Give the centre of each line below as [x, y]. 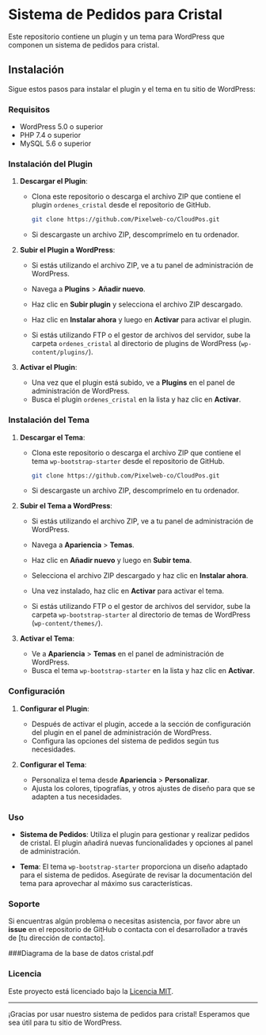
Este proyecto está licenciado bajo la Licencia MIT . [91, 991]
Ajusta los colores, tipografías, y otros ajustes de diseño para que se [143, 788]
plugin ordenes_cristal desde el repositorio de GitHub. [121, 205]
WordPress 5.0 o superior [61, 127]
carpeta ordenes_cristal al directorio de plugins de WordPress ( [136, 344]
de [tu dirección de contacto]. [57, 938]
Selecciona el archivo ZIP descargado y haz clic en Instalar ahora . [140, 576]
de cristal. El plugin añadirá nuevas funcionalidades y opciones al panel [136, 843]
